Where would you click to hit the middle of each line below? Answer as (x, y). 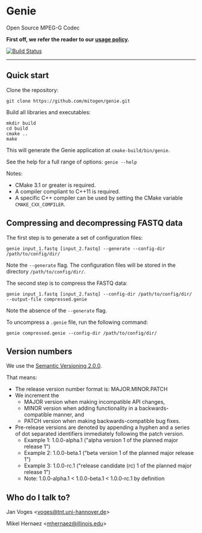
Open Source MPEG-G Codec (43, 28)
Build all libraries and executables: (49, 112)
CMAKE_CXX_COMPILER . (40, 204)
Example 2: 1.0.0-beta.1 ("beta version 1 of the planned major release (109, 453)
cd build (17, 128)
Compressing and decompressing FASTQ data (95, 223)
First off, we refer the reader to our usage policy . (68, 39)
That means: (22, 377)
